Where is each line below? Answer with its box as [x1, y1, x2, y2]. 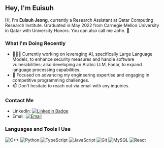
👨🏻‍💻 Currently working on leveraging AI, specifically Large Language [12, 51, 153, 57]
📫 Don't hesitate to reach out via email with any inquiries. [12, 83, 130, 89]
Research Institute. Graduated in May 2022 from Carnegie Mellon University [5, 22, 159, 28]
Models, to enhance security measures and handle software [12, 56, 134, 62]
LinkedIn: [12, 108, 31, 114]
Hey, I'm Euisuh [5, 4, 54, 12]
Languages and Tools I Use [5, 126, 71, 133]
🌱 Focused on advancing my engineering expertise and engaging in [12, 72, 150, 78]
